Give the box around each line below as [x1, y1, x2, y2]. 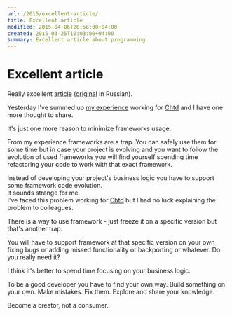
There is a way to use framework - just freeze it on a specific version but [7, 217, 217, 226]
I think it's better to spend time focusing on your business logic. [7, 267, 191, 275]
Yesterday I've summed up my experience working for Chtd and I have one [7, 103, 223, 112]
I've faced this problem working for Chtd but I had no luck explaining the [7, 196, 216, 205]
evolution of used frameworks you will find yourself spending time [7, 153, 198, 161]
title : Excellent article [7, 17, 83, 24]
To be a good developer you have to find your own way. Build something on [7, 280, 226, 289]
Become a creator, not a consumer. [7, 301, 109, 310]
